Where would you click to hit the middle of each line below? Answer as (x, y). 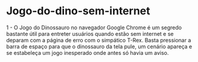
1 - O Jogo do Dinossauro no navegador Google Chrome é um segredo (94, 27)
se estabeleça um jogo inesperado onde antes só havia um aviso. (88, 52)
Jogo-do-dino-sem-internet (78, 11)
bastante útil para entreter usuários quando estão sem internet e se (90, 33)
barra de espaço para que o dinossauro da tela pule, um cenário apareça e (99, 46)
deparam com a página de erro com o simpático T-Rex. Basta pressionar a (99, 40)
